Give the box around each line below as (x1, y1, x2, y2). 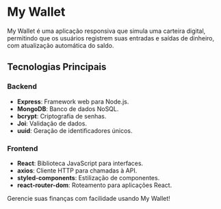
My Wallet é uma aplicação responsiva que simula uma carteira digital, (7, 27, 206, 35)
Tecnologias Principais (7, 61, 107, 73)
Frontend (7, 143, 38, 153)
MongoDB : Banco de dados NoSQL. (16, 104, 119, 113)
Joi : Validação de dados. (16, 119, 88, 127)
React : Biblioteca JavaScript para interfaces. (16, 159, 144, 167)
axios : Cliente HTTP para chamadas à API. (16, 166, 138, 175)
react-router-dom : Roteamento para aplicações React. (16, 181, 172, 189)
